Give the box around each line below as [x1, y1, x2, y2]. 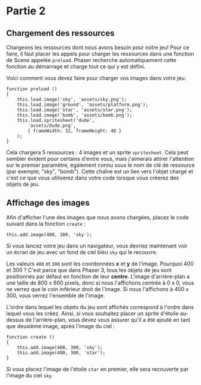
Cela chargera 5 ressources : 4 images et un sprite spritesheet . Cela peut [6, 149, 188, 156]
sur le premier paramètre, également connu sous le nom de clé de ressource [6, 161, 195, 169]
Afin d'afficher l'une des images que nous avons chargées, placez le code [6, 213, 189, 221]
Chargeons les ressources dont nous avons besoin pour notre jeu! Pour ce [6, 44, 190, 51]
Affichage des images [6, 198, 90, 208]
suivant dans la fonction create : [6, 220, 86, 227]
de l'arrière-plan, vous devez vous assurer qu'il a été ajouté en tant [25, 316, 191, 323]
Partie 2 [6, 4, 46, 18]
